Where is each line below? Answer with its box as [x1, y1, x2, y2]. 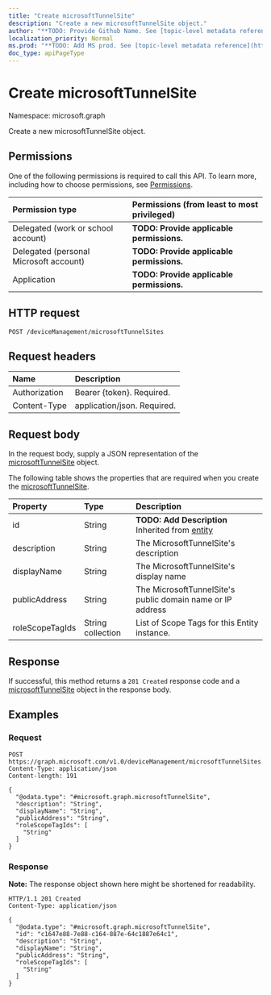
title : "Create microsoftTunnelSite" [8, 11, 135, 20]
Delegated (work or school [12, 223, 114, 234]
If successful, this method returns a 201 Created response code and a [8, 677, 240, 685]
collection [83, 627, 122, 639]
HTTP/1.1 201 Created [8, 894, 81, 903]
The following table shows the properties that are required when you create [8, 473, 260, 483]
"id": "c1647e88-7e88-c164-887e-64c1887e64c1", [15, 930, 179, 938]
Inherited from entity [135, 525, 214, 536]
